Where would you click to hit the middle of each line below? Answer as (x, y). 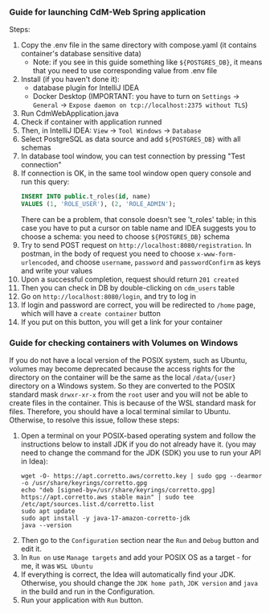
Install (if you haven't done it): (70, 80)
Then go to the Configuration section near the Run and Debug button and (140, 541)
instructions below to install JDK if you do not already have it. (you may (138, 444)
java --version (46, 525)
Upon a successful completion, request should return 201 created (130, 279)
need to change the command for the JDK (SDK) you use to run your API (141, 453)
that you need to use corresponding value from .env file (125, 71)
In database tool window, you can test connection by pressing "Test (133, 156)
